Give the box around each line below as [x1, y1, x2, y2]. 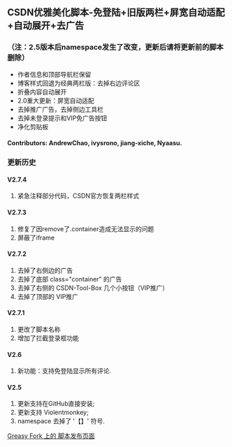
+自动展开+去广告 [7, 20, 85, 31]
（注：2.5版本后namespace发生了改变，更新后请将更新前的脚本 [7, 43, 224, 52]
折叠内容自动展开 [17, 87, 67, 96]
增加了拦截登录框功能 [17, 334, 79, 342]
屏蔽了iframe [17, 233, 55, 242]
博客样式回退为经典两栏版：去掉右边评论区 [17, 79, 140, 87]
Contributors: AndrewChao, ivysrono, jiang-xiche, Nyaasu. [7, 139, 182, 147]
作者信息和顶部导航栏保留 [17, 70, 92, 78]
